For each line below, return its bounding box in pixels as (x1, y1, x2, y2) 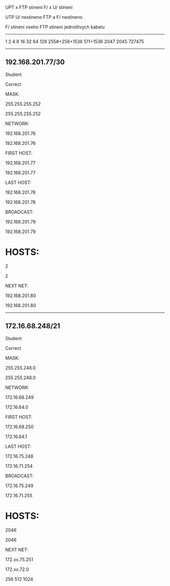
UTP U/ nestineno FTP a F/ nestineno (5, 14, 82, 20)
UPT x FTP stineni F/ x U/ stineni (5, 5, 73, 10)
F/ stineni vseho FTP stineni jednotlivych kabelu (5, 24, 105, 30)
